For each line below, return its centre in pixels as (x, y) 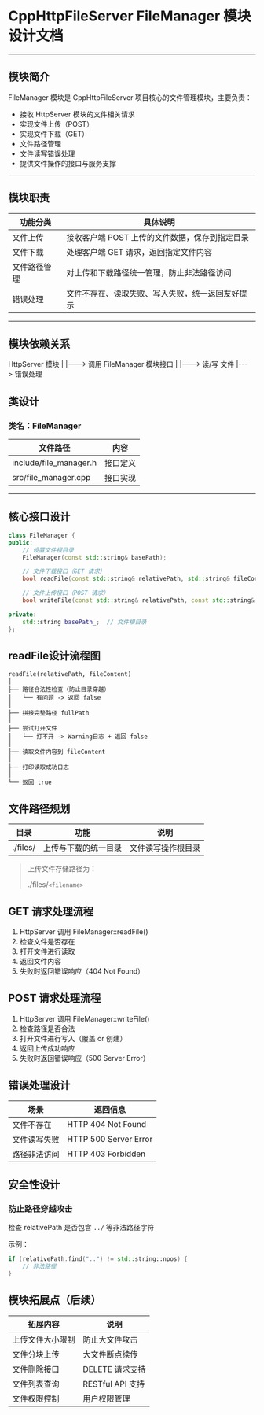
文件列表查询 (36, 1384)
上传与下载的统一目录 (82, 848)
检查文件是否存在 (47, 941)
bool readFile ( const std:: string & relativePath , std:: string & (126, 579)
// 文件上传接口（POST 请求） (66, 593)
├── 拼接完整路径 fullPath (49, 713)
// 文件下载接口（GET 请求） (64, 571)
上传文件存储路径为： (62, 869)
